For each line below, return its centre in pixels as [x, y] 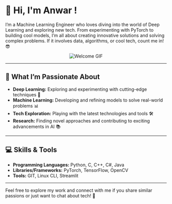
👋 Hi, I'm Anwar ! [41, 10]
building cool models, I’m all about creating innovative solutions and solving [85, 35]
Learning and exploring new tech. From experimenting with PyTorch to [79, 30]
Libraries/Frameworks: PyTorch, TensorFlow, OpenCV [70, 170]
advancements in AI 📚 [37, 126]
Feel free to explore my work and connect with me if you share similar [79, 190]
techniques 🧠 [27, 94]
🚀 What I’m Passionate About [52, 77]
